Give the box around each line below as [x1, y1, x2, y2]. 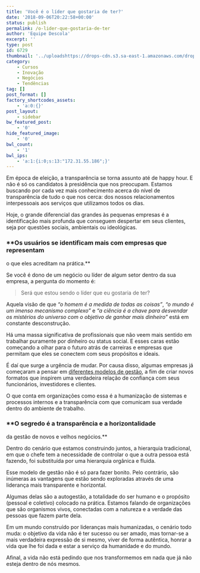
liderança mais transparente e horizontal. [6, 481, 107, 489]
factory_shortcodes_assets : [6, 97, 76, 103]
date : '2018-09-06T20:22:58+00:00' [6, 14, 95, 20]
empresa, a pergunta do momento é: [6, 277, 96, 284]
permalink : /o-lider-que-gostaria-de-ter [6, 25, 111, 32]
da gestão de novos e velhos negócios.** [6, 433, 108, 440]
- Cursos [17, 64, 39, 70]
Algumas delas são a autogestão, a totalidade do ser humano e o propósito [6, 493, 190, 500]
